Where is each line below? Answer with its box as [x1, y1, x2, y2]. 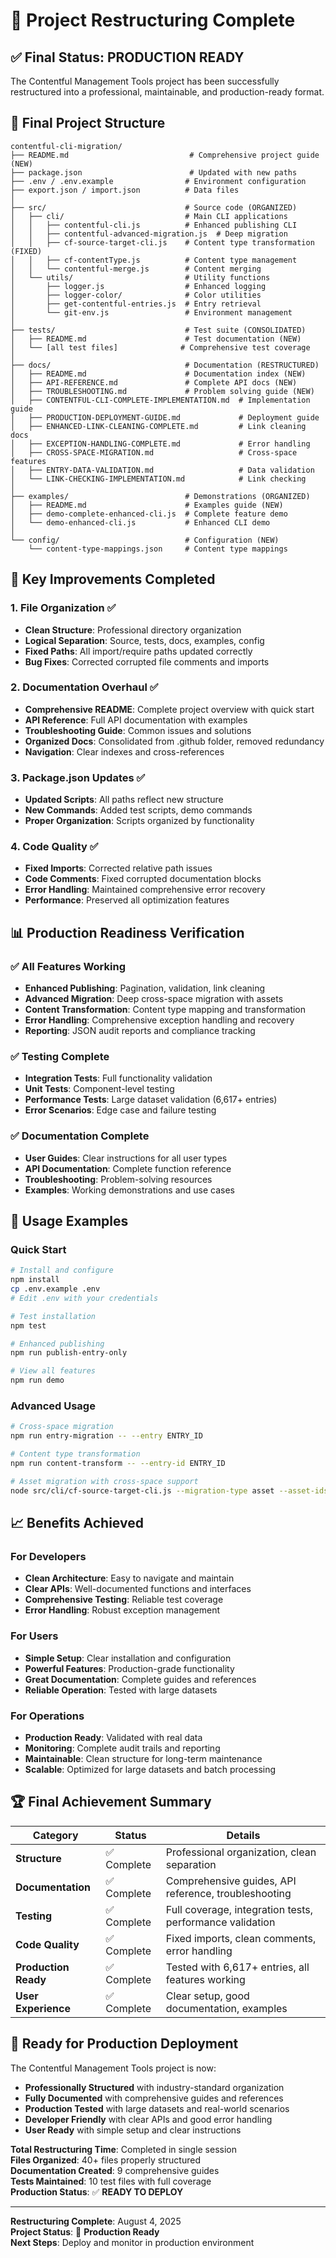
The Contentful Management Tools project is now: [10, 2062, 217, 2074]
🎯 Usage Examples [10, 1213, 129, 1230]
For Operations [10, 1709, 85, 1723]
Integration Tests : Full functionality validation [24, 1072, 213, 1084]
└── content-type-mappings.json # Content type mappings [28, 544, 288, 554]
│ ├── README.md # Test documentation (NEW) [10, 334, 302, 344]
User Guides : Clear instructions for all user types [24, 1152, 228, 1164]
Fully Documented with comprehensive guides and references [24, 2092, 284, 2104]
